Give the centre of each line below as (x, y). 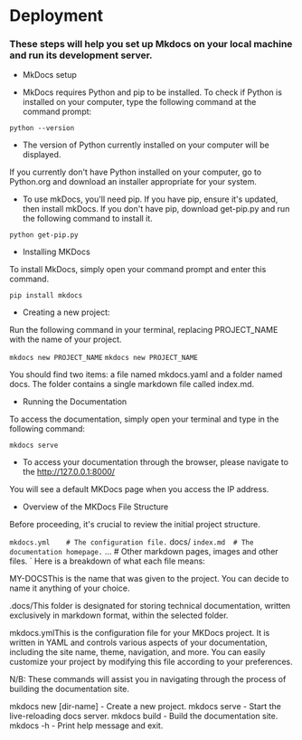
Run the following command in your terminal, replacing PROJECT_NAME (144, 330)
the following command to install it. (88, 219)
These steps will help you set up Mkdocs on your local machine (151, 44)
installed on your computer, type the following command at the (139, 102)
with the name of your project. (66, 339)
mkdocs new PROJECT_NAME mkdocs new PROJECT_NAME (104, 358)
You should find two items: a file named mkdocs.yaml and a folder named (146, 375)
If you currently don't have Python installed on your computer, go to (136, 172)
